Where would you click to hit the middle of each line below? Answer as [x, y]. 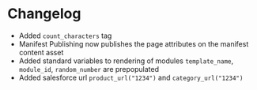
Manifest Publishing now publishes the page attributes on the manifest [134, 43]
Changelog [44, 14]
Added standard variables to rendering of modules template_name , [126, 61]
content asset [41, 52]
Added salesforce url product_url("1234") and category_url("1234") [131, 77]
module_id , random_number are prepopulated [89, 69]
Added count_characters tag [65, 36]
